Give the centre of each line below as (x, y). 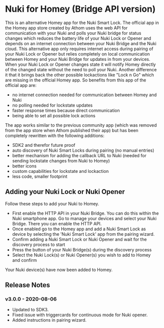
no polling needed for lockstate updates (52, 105)
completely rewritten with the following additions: (55, 136)
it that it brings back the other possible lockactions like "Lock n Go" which (80, 75)
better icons (24, 166)
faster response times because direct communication (66, 110)
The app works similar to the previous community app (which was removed (81, 125)
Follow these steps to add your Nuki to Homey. (52, 204)
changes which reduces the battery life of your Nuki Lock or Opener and (78, 38)
